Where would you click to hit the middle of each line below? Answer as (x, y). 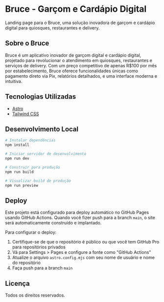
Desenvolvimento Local (42, 129)
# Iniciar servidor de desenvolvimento (46, 154)
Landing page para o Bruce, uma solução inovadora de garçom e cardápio (80, 23)
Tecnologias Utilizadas (41, 97)
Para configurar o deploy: (31, 232)
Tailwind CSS (25, 113)
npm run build (20, 172)
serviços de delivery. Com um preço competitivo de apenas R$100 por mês (81, 65)
